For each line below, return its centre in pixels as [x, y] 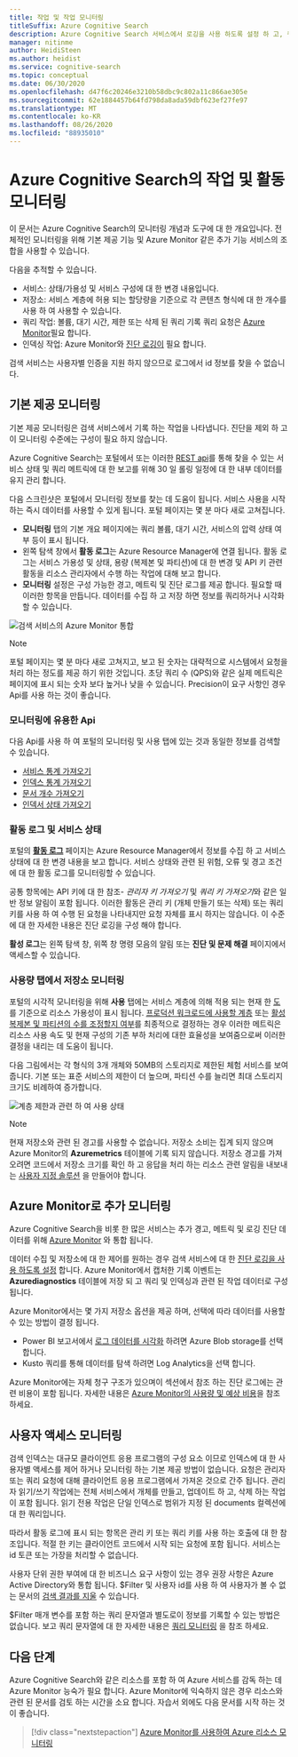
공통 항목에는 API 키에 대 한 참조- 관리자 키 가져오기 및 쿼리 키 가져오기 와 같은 [143, 892]
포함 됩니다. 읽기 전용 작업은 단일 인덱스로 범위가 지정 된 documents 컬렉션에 [152, 1503]
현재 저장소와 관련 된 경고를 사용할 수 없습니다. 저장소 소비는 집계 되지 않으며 [141, 1142]
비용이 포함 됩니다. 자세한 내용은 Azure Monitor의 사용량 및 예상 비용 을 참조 [149, 1394]
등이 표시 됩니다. [60, 539]
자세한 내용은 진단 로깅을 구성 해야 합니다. [109, 925]
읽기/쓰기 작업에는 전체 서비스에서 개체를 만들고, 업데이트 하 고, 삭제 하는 [144, 1492]
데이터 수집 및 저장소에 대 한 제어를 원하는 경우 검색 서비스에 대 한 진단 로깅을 [143, 1259]
